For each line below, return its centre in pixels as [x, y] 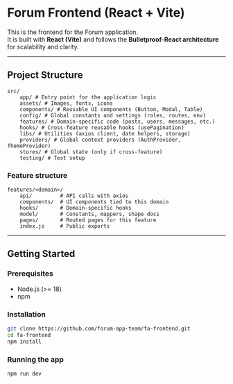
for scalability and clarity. [43, 47]
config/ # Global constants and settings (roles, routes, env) [113, 115]
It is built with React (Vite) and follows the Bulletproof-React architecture [113, 39]
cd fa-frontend [29, 335]
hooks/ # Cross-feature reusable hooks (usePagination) [102, 127]
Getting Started [41, 254]
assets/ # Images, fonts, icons [66, 103]
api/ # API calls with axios [74, 196]
